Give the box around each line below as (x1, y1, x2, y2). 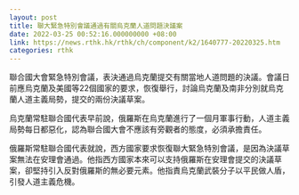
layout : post (9, 12, 58, 22)
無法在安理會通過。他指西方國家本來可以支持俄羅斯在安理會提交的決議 (16, 154, 274, 165)
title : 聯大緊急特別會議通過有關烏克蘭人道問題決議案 (9, 21, 183, 30)
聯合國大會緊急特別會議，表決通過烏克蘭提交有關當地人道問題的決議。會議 (9, 72, 282, 83)
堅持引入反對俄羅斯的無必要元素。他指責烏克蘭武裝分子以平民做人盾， (32, 166, 290, 176)
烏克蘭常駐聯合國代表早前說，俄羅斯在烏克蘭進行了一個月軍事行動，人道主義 (9, 113, 290, 124)
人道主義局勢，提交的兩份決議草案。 (16, 94, 149, 105)
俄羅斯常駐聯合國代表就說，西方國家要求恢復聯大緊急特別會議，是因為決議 (9, 143, 282, 154)
